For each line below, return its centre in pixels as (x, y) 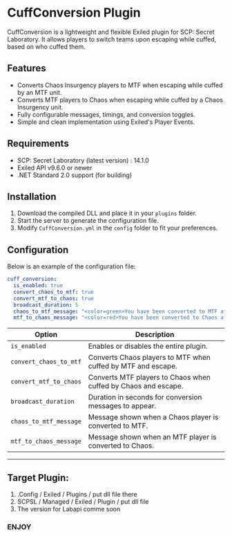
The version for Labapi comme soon (69, 509)
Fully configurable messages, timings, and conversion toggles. (106, 114)
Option (46, 335)
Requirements (38, 144)
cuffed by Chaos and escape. (136, 386)
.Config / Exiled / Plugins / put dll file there (77, 494)
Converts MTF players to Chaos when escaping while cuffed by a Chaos (120, 100)
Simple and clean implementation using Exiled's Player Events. (106, 122)
